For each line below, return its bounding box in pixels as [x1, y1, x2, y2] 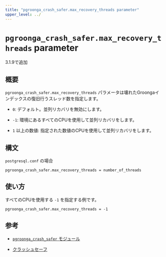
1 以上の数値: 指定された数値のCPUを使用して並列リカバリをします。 [12, 128, 154, 134]
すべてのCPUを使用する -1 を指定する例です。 [5, 197, 99, 203]
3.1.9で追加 [5, 59, 28, 65]
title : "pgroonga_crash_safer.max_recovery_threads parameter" [5, 7, 140, 12]
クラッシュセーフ [12, 246, 47, 252]
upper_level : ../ [5, 12, 41, 17]
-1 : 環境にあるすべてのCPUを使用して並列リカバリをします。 [12, 117, 137, 123]
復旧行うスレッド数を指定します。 [31, 96, 101, 102]
